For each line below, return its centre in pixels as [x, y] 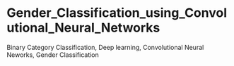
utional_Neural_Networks [83, 28]
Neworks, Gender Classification [53, 55]
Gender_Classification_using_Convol [117, 13]
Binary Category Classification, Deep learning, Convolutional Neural [105, 47]
